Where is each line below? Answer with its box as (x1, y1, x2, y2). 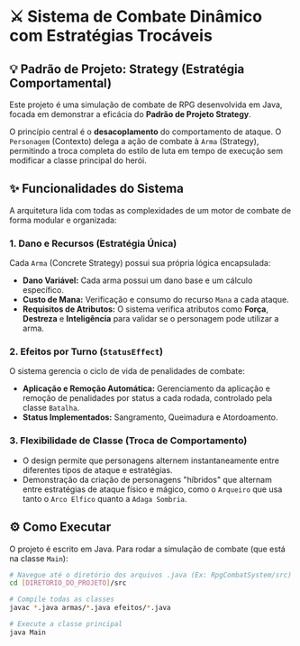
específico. (22, 285, 65, 296)
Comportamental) (9, 75, 113, 91)
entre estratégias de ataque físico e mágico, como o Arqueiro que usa (22, 484, 283, 495)
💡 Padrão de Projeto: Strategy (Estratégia (9, 61, 245, 77)
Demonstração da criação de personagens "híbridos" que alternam (22, 474, 272, 485)
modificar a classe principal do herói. (9, 155, 147, 166)
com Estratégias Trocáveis (9, 25, 214, 46)
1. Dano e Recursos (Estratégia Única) (9, 237, 177, 250)
